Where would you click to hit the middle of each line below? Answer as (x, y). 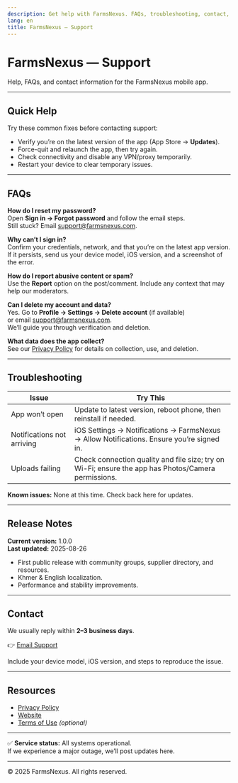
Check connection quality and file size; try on (149, 459)
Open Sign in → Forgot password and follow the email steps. (96, 218)
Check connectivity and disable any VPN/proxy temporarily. (105, 157)
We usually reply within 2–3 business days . (71, 631)
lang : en (20, 21)
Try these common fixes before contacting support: (83, 128)
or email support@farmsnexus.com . (59, 320)
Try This (151, 397)
